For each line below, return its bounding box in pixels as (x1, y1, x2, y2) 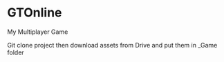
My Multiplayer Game (7, 28, 68, 36)
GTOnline (7, 5, 62, 21)
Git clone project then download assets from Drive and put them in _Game (7, 41, 218, 49)
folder (7, 48, 24, 56)
